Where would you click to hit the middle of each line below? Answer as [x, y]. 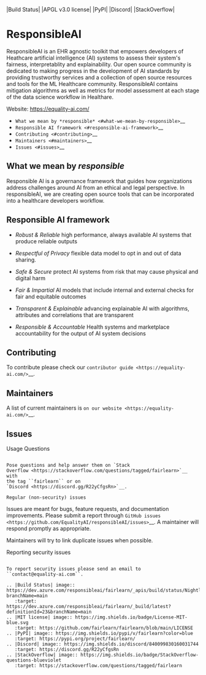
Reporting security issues [39, 552]
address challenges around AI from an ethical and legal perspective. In [96, 187]
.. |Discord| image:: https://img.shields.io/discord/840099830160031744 [103, 644]
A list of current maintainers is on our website [64, 408]
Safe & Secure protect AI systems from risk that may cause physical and [107, 271]
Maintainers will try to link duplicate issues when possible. [80, 540]
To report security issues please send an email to [74, 569]
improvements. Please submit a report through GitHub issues [84, 515]
